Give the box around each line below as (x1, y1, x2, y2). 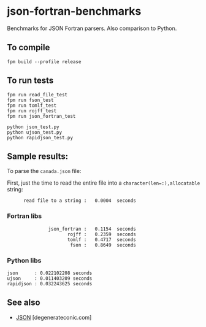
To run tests (7, 75, 54, 86)
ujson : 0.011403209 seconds (7, 275, 93, 282)
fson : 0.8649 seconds (70, 242, 137, 248)
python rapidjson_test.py (7, 134, 73, 140)
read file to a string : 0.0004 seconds (23, 198, 137, 204)
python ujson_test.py (7, 129, 63, 136)
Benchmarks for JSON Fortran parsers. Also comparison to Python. (7, 25, 177, 32)
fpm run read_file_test (7, 91, 68, 98)
